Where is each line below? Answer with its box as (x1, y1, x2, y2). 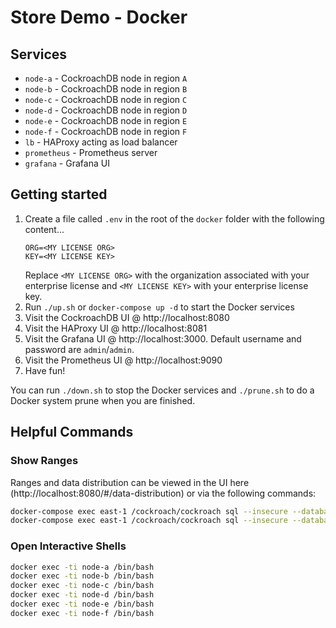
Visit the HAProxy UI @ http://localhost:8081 (24, 322, 208, 334)
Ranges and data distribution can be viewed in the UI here (10, 476, 250, 488)
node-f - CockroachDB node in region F (24, 126, 188, 137)
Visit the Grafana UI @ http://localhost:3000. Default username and (24, 332, 302, 345)
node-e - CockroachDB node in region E (24, 115, 188, 126)
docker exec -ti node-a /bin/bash (10, 562, 155, 572)
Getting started (10, 186, 108, 203)
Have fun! (24, 364, 66, 376)
